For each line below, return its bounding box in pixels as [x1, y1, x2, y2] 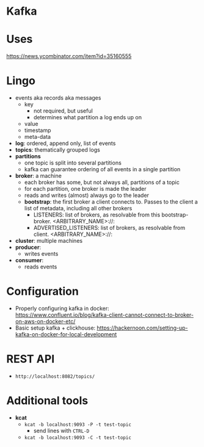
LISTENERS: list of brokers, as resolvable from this [33, 211, 161, 218]
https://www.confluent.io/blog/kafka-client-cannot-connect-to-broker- [15, 311, 194, 319]
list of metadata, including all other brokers [24, 205, 133, 212]
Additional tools [6, 394, 89, 408]
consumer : [15, 257, 44, 264]
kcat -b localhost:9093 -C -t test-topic [24, 434, 131, 441]
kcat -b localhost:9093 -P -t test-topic [24, 421, 131, 427]
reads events [24, 263, 57, 270]
